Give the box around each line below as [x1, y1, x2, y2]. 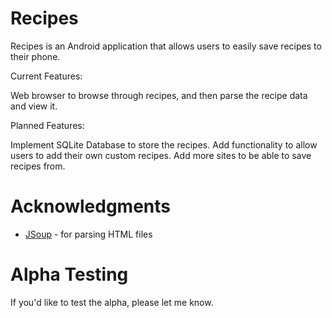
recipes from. [10, 160, 66, 172]
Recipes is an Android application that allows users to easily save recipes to [10, 40, 322, 52]
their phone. [10, 50, 61, 62]
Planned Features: [10, 119, 85, 131]
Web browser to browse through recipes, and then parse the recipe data [10, 89, 308, 101]
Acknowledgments [10, 195, 172, 218]
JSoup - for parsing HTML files [24, 228, 153, 240]
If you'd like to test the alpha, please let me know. [10, 296, 214, 308]
